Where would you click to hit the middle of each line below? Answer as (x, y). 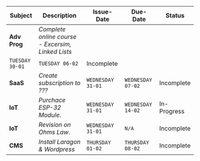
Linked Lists (55, 52)
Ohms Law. (54, 132)
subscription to (60, 83)
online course (57, 37)
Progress (172, 111)
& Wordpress (57, 149)
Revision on (55, 125)
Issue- (103, 12)
